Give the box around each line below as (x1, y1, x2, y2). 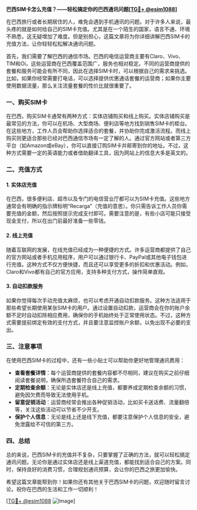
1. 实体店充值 (6, 181, 37, 188)
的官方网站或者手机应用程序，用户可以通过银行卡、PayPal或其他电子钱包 (6, 253, 182, 260)
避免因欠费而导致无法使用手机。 (14, 391, 92, 398)
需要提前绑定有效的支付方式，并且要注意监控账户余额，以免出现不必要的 (11, 318, 186, 326)
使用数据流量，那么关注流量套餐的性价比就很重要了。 (6, 82, 135, 89)
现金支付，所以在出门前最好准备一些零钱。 (6, 217, 109, 224)
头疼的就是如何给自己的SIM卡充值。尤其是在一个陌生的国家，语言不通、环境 (6, 26, 191, 32)
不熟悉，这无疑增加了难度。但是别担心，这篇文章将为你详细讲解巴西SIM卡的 (6, 33, 191, 40)
